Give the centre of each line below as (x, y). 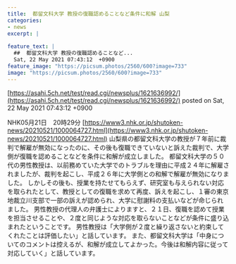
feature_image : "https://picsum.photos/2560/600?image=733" (98, 66)
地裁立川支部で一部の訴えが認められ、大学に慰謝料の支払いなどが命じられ (116, 200)
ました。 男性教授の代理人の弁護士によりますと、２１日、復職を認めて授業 (116, 209)
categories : (25, 20)
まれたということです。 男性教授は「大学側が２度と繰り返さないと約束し (113, 227)
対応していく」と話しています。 (53, 253)
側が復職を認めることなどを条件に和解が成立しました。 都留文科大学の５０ (116, 156)
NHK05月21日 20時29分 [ (46, 122)
